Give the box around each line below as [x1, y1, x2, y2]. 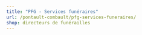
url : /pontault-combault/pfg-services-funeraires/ [6, 14, 137, 20]
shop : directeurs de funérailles [6, 20, 91, 26]
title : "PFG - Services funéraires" [6, 8, 98, 15]
